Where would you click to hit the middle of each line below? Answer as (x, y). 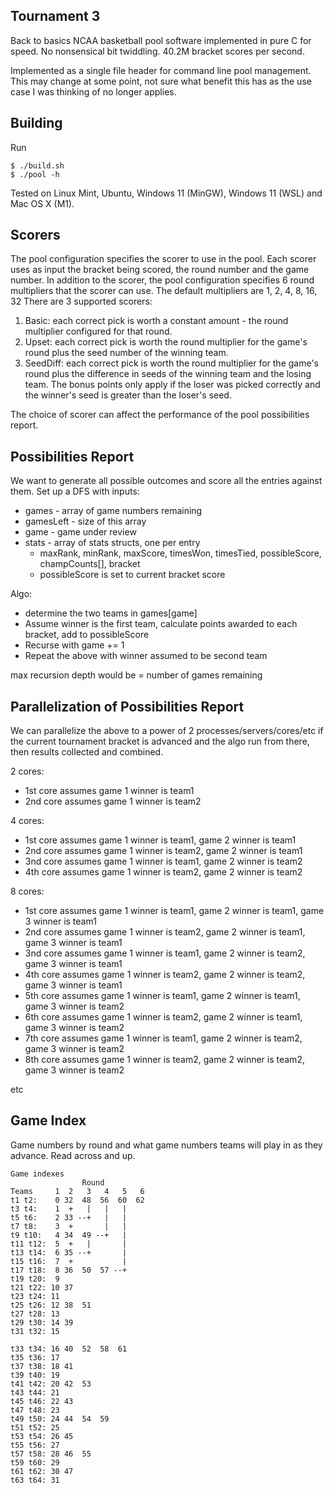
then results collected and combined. (87, 752)
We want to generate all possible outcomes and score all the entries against (166, 481)
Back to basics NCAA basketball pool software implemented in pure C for (161, 40)
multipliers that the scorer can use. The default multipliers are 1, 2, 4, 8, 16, (164, 291)
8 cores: (27, 891)
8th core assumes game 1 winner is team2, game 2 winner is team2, (164, 1060)
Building (36, 123)
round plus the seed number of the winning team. (126, 353)
